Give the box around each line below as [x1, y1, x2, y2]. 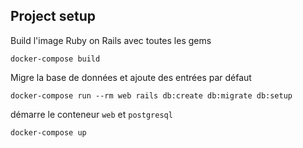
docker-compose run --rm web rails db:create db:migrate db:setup [10, 90, 293, 101]
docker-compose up [10, 127, 87, 138]
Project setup [10, 8, 97, 25]
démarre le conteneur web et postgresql [10, 108, 173, 120]
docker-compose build [10, 54, 101, 64]
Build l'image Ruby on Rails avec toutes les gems [10, 34, 212, 46]
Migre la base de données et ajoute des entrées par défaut [10, 71, 252, 83]
